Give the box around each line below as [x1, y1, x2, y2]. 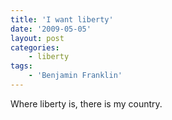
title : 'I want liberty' [10, 14, 114, 25]
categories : [10, 42, 60, 53]
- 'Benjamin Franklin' [28, 71, 123, 81]
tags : [10, 61, 33, 71]
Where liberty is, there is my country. [10, 97, 163, 110]
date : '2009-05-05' [10, 24, 92, 34]
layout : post [10, 33, 65, 43]
